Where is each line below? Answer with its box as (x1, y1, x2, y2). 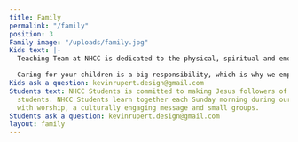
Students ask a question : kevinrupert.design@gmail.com (9, 112, 220, 121)
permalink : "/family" (9, 21, 90, 30)
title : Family (9, 12, 62, 22)
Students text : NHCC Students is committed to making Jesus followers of (9, 86, 288, 96)
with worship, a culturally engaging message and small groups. (17, 103, 260, 112)
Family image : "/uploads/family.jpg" (9, 37, 149, 47)
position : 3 (9, 29, 53, 38)
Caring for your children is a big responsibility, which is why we (17, 70, 276, 80)
